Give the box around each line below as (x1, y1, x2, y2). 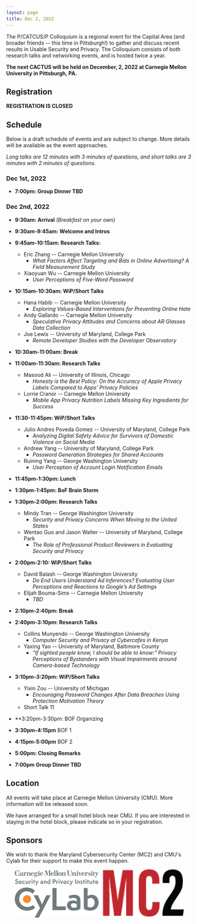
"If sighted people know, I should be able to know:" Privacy (32, 649, 177, 656)
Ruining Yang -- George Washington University (23, 457, 138, 464)
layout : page (6, 9, 38, 15)
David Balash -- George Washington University (23, 570, 138, 577)
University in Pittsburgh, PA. (6, 69, 77, 77)
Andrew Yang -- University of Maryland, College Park (23, 444, 154, 452)
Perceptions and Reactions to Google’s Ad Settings (32, 583, 157, 590)
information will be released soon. (6, 800, 89, 807)
